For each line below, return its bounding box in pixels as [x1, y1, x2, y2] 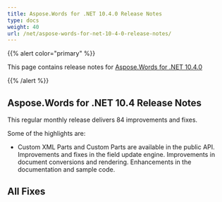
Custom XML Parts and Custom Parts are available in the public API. [17, 143, 215, 151]
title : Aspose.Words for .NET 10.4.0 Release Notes [7, 10, 162, 18]
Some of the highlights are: [7, 130, 86, 138]
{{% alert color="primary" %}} [7, 49, 96, 58]
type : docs [7, 17, 39, 24]
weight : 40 [7, 23, 39, 30]
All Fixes [7, 186, 46, 198]
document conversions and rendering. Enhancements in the [17, 158, 192, 166]
